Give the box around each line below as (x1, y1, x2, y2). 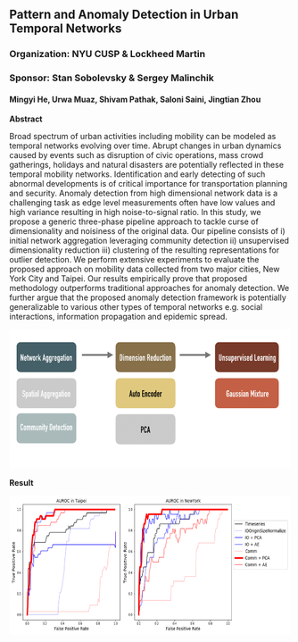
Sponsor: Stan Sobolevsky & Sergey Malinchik (9, 71, 214, 84)
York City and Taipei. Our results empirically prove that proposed (9, 273, 248, 284)
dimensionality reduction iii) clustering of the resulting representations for (9, 245, 279, 255)
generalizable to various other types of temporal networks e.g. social (9, 302, 263, 313)
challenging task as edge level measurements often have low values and (9, 197, 276, 208)
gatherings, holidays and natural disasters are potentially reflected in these (9, 160, 284, 171)
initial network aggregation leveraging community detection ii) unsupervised (9, 236, 290, 246)
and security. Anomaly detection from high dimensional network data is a (9, 188, 278, 199)
